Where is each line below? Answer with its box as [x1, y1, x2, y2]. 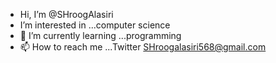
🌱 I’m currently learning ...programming [19, 30, 182, 41]
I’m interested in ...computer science [19, 19, 171, 31]
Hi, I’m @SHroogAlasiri [19, 9, 114, 20]
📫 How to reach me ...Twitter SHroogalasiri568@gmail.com [19, 41, 267, 53]
